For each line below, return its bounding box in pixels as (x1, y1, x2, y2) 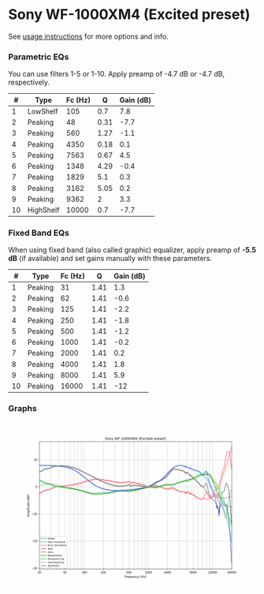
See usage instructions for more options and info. (8, 32, 169, 41)
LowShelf (27, 106, 58, 116)
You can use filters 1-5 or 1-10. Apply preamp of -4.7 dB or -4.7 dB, (8, 69, 225, 79)
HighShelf (27, 205, 60, 215)
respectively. (8, 77, 50, 88)
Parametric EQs (8, 51, 69, 62)
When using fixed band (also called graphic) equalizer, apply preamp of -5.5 (8, 245, 256, 255)
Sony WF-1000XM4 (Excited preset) (8, 6, 251, 24)
